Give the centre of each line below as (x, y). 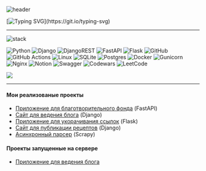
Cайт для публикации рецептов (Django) (68, 128)
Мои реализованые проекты (45, 95)
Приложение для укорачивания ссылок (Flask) (76, 122)
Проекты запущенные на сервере (52, 148)
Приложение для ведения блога (57, 162)
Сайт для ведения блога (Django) (59, 115)
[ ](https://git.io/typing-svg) (58, 21)
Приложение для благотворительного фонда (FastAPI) (86, 108)
